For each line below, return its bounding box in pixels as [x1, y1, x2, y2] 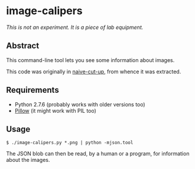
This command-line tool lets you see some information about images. [6, 56, 175, 63]
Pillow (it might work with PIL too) [14, 107, 96, 114]
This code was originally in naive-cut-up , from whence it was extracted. [6, 68, 181, 75]
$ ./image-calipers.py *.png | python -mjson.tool [6, 140, 134, 146]
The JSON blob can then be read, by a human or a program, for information [6, 150, 190, 157]
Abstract [6, 41, 40, 51]
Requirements [6, 85, 59, 95]
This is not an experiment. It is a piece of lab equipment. [6, 24, 144, 31]
